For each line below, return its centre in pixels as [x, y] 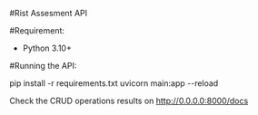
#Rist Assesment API [49, 13]
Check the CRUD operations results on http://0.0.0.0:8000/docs [129, 101]
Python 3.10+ [47, 48]
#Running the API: [43, 66]
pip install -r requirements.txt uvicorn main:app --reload [114, 83]
